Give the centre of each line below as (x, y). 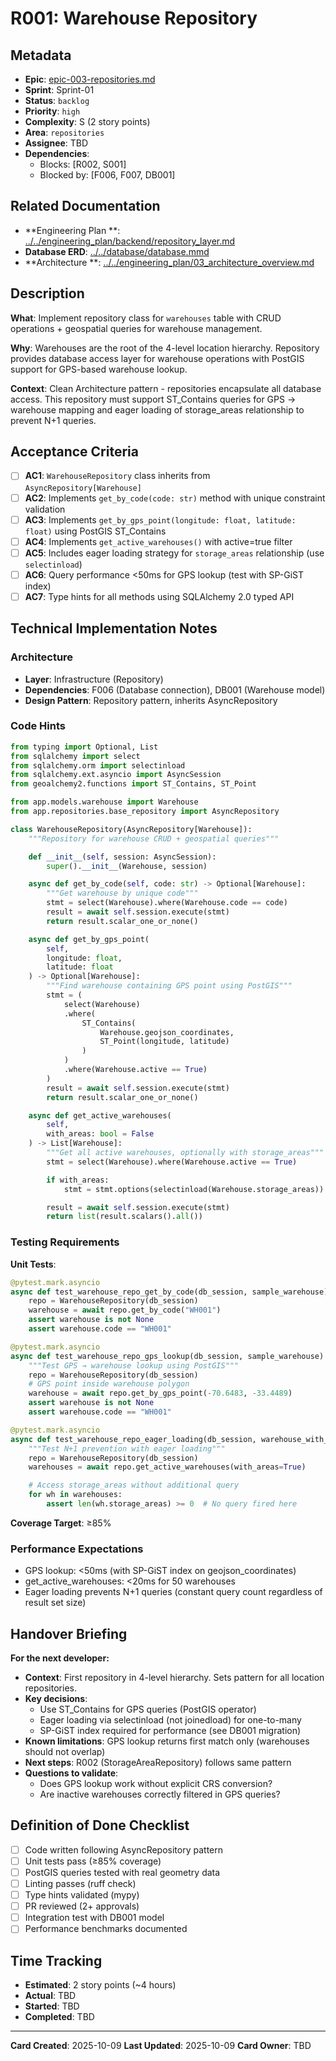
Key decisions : (56, 1699)
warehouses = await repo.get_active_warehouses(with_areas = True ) (167, 1467)
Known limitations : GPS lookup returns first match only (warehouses (167, 1741)
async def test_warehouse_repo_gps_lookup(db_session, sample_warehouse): (169, 1356)
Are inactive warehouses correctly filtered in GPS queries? (160, 1794)
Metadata (41, 55)
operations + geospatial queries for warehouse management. (136, 328)
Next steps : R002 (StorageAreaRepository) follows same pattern (158, 1763)
